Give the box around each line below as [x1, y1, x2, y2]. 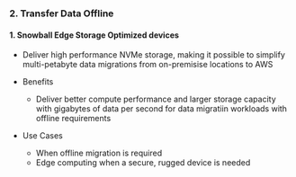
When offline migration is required [35, 147, 163, 159]
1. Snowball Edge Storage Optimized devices [9, 30, 180, 40]
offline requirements [35, 113, 112, 124]
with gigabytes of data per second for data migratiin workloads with [35, 103, 288, 114]
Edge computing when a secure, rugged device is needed [35, 157, 251, 168]
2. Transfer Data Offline [9, 7, 114, 20]
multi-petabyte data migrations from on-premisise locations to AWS [22, 59, 274, 70]
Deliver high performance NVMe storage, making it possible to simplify [22, 49, 286, 60]
